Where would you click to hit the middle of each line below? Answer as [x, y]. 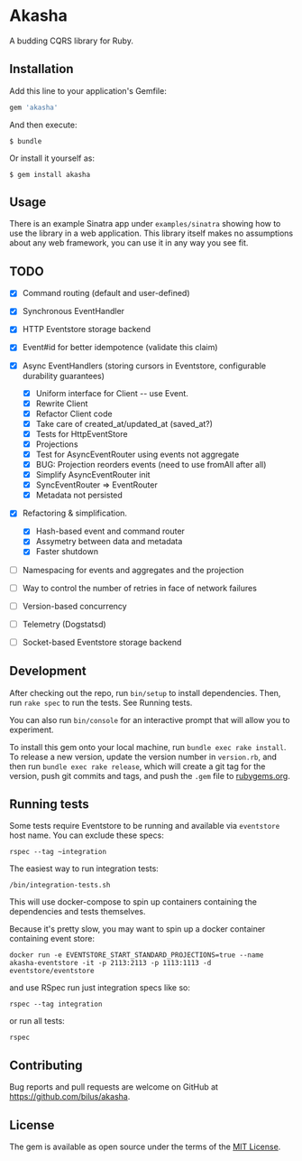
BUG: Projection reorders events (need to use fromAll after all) [151, 464]
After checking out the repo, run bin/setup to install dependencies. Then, [145, 692]
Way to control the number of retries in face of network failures [139, 588]
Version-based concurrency [75, 606]
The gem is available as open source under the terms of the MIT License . [145, 1147]
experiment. [32, 729]
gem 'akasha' [34, 107]
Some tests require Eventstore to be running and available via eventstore [145, 826]
